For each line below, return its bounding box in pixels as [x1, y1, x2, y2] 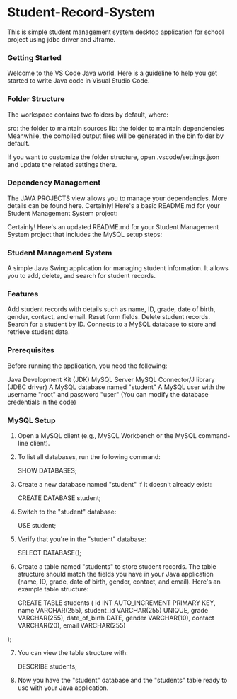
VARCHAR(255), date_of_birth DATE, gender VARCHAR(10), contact [17, 613, 214, 623]
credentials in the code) [7, 398, 76, 406]
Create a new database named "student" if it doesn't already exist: [17, 480, 212, 489]
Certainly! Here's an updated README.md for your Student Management [7, 222, 219, 231]
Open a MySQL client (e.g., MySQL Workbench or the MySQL [17, 432, 197, 440]
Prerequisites [7, 345, 54, 355]
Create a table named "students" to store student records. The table [17, 562, 216, 571]
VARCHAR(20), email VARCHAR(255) [17, 621, 126, 630]
